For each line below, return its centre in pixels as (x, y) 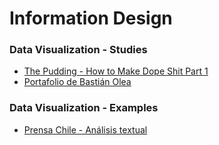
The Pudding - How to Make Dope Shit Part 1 (116, 71)
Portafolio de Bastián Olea (77, 82)
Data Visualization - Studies (78, 50)
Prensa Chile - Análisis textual (85, 129)
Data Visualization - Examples (84, 108)
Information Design (91, 18)
